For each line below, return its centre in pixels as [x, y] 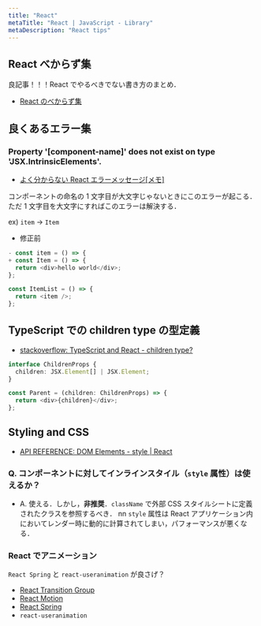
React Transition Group [57, 590]
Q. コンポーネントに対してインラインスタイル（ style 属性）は [125, 473]
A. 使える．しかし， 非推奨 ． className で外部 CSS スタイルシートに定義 [136, 504]
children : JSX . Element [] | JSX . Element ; [82, 371]
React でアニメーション [52, 556]
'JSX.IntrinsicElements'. [55, 161]
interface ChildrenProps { [52, 364]
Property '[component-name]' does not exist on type [112, 151]
